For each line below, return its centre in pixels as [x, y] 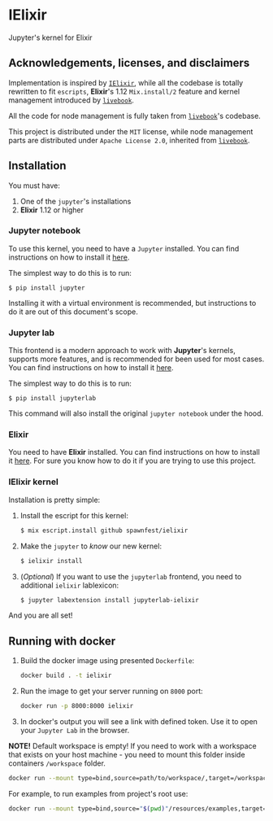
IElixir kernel [33, 482]
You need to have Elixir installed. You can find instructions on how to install [134, 452]
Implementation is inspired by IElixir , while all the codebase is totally [126, 82]
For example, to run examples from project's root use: [98, 793]
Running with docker [62, 641]
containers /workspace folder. [57, 763]
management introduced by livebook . [71, 100]
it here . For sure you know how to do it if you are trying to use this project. [132, 461]
